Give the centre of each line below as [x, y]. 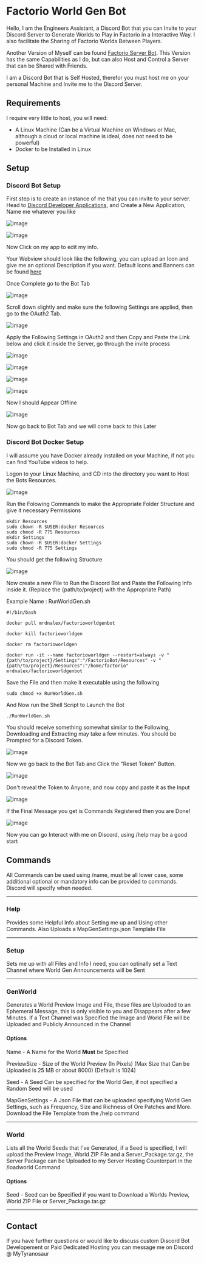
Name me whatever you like [41, 212]
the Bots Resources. [31, 480]
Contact [22, 1226]
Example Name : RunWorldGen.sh [49, 601]
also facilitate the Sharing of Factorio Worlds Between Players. [84, 41]
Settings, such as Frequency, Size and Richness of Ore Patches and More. [99, 1106]
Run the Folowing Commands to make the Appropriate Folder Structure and [100, 504]
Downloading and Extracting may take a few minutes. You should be [91, 734]
